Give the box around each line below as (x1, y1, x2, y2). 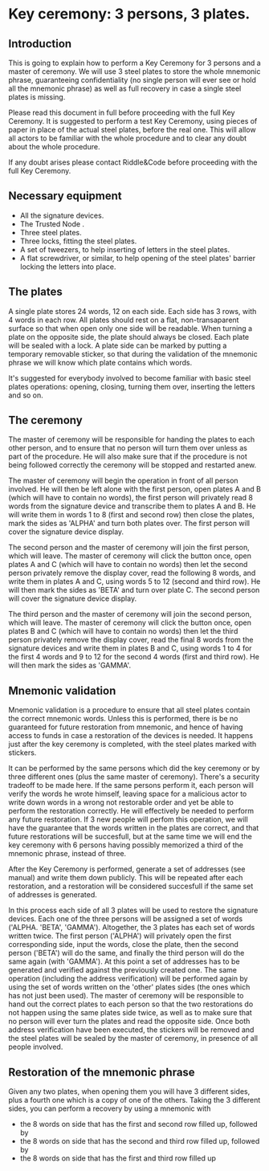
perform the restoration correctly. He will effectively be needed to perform (8, 806, 255, 816)
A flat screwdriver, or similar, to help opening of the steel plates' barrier (19, 253, 255, 263)
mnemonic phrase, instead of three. (8, 849, 127, 859)
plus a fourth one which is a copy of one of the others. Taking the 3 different (8, 1096, 261, 1105)
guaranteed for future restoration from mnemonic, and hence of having (8, 722, 243, 732)
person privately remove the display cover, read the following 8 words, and (8, 568, 256, 578)
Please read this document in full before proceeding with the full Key (8, 108, 235, 117)
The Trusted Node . (19, 218, 85, 229)
